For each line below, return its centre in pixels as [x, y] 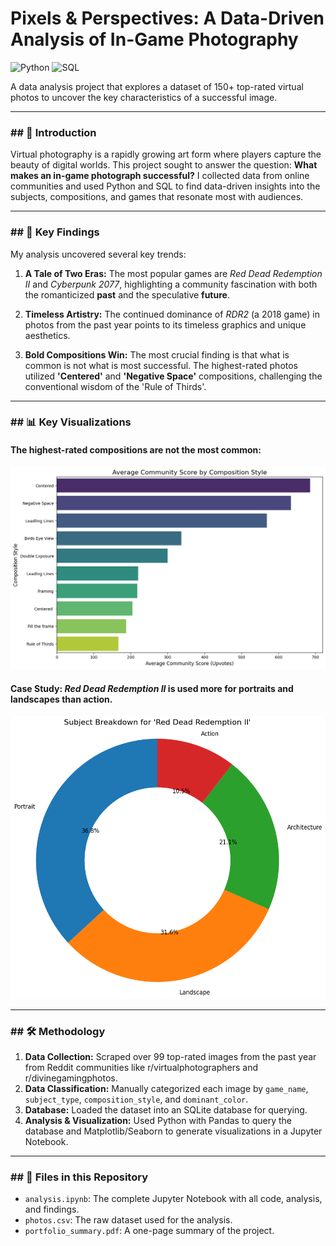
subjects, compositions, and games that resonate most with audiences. [157, 197]
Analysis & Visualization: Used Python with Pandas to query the [158, 1121]
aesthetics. [47, 335]
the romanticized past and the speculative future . [127, 294]
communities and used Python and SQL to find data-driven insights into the [165, 186]
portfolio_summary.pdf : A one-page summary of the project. [149, 1231]
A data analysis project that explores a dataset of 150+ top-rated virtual [157, 86]
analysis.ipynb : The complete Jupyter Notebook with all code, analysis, [173, 1199]
